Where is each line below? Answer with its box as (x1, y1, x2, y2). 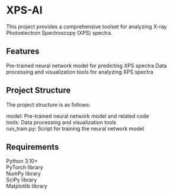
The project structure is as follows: (6, 101, 90, 108)
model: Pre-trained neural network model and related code (6, 113, 149, 120)
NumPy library (6, 170, 41, 177)
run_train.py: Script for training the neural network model (6, 125, 145, 132)
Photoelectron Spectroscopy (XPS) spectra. (6, 29, 113, 36)
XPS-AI (6, 4, 43, 17)
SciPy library (6, 176, 37, 183)
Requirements (6, 142, 59, 152)
